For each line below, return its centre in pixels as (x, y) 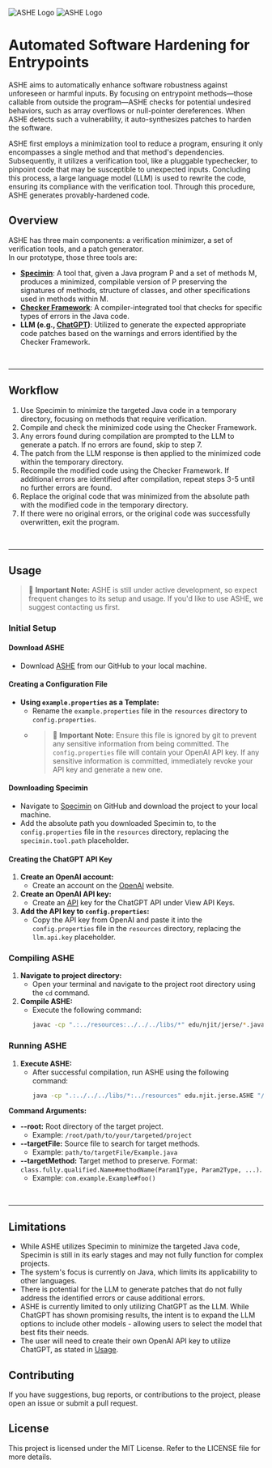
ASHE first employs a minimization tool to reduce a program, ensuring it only (136, 143)
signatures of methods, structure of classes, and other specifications (135, 290)
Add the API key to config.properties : (85, 912)
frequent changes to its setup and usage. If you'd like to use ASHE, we (146, 598)
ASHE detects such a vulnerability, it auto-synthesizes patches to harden (130, 119)
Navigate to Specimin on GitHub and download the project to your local (139, 806)
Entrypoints (49, 63)
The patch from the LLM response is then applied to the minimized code (140, 453)
